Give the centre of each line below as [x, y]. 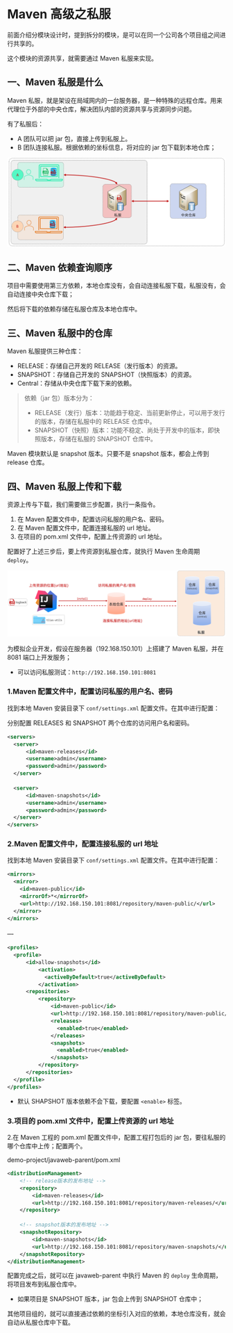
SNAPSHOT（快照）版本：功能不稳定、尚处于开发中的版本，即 [124, 430]
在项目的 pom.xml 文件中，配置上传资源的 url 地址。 [92, 537]
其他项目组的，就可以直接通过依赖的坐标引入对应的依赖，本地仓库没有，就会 [116, 1314]
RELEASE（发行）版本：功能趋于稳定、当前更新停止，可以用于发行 [130, 413]
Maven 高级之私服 [59, 14]
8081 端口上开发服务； [39, 657]
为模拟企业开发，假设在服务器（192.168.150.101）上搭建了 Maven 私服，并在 [115, 648]
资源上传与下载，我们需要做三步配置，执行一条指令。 [83, 504]
